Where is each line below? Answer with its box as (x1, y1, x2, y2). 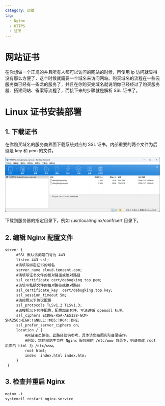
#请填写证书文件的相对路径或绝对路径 (16, 273, 81, 278)
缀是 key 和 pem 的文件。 (5, 148, 56, 154)
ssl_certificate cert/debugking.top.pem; (16, 278, 102, 283)
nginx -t (5, 391, 23, 396)
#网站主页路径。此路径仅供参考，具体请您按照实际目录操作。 (25, 333, 130, 338)
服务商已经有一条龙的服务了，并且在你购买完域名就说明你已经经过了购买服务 (5, 81, 160, 87)
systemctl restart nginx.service (5, 396, 74, 401)
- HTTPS (9, 24, 26, 28)
